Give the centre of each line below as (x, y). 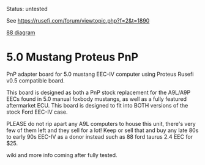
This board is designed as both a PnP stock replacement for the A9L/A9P (99, 92)
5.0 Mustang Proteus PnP (73, 57)
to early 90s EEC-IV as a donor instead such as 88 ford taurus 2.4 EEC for (100, 136)
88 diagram (21, 32)
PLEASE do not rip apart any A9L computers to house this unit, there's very (101, 123)
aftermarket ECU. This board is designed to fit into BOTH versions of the (97, 105)
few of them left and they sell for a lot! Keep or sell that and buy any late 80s (102, 130)
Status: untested (27, 9)
